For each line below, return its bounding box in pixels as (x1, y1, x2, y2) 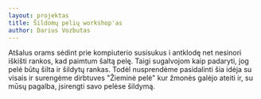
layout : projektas (8, 11, 69, 20)
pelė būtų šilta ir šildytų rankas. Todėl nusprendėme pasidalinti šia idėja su (8, 65, 252, 74)
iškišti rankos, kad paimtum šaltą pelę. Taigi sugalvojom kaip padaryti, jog (8, 56, 249, 66)
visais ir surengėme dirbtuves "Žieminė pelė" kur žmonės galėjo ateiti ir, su (8, 73, 253, 83)
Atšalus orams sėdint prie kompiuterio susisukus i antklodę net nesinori (8, 48, 242, 58)
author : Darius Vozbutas (8, 26, 91, 34)
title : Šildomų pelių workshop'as (8, 19, 123, 27)
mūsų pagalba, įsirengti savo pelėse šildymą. (8, 82, 155, 91)
